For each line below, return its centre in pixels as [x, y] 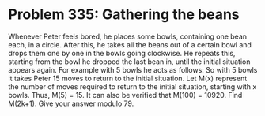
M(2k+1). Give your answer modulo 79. [71, 103]
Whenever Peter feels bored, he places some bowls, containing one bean [128, 36]
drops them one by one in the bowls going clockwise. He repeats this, [122, 53]
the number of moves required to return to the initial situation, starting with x [132, 86]
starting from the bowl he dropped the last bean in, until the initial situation [129, 62]
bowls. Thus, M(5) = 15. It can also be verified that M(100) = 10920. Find [125, 95]
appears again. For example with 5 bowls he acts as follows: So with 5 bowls [133, 69]
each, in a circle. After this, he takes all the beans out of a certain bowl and [130, 44]
